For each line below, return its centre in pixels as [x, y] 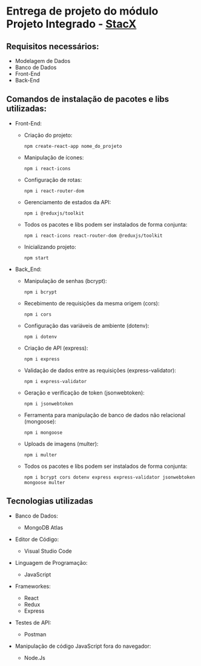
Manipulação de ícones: [54, 157]
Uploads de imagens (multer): [61, 444]
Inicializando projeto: [50, 247]
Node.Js [35, 658]
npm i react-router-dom [54, 191]
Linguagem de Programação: [51, 562]
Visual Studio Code [48, 551]
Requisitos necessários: [53, 46]
